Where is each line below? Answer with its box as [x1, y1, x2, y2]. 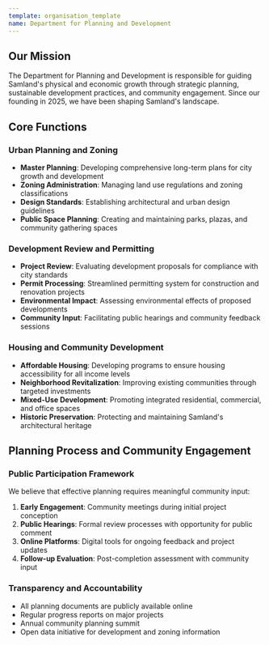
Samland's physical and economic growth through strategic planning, [8, 79, 240, 89]
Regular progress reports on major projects [19, 609, 164, 619]
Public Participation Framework [8, 468, 135, 479]
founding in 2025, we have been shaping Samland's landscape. [8, 96, 220, 106]
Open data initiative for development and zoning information [19, 626, 221, 636]
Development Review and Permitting [8, 243, 155, 254]
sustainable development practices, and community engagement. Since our [8, 88, 260, 98]
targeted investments [19, 386, 91, 396]
